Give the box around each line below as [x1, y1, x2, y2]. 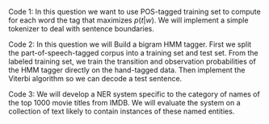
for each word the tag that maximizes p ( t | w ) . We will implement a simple [8, 15, 249, 25]
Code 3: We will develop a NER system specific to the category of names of [8, 89, 260, 99]
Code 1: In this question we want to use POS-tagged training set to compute [8, 7, 261, 16]
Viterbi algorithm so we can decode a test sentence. [8, 74, 183, 83]
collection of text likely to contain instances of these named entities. [8, 106, 235, 116]
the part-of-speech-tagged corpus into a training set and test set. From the [8, 48, 258, 57]
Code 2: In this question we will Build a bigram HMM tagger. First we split [8, 39, 252, 49]
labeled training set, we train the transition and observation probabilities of [8, 56, 256, 66]
